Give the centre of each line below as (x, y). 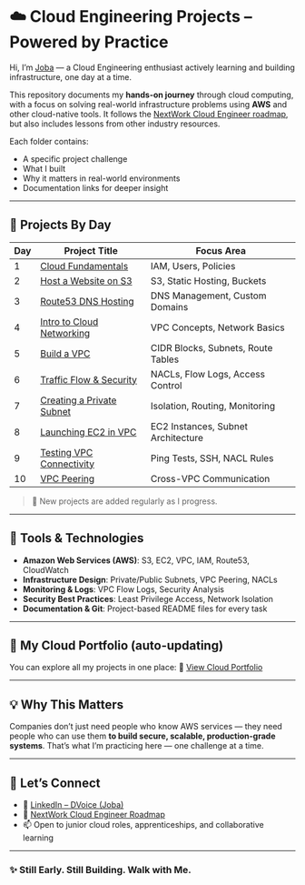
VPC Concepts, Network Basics (218, 327)
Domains (169, 307)
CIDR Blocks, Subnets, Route (212, 347)
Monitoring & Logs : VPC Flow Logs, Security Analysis (123, 589)
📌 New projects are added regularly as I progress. (124, 501)
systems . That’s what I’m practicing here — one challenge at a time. (137, 746)
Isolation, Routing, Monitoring (213, 406)
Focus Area (221, 250)
